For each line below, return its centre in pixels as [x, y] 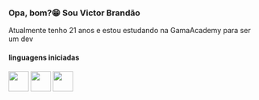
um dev [21, 39]
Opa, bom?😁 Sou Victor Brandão [75, 13]
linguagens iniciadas [44, 57]
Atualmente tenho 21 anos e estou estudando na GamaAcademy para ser [130, 31]
